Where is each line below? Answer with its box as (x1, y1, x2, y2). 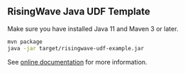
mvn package (7, 38, 43, 45)
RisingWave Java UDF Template (7, 6, 151, 18)
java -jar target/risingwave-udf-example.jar (7, 45, 144, 52)
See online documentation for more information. (7, 57, 147, 66)
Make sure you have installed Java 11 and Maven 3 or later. (7, 24, 179, 33)
